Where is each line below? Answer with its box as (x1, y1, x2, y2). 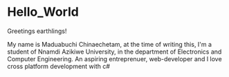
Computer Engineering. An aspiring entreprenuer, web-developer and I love (7, 54, 223, 63)
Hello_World (7, 4, 80, 20)
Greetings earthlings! (7, 27, 67, 35)
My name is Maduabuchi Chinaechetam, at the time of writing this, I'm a (7, 40, 212, 48)
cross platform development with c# (7, 62, 111, 70)
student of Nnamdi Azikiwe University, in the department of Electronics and (7, 47, 222, 56)
